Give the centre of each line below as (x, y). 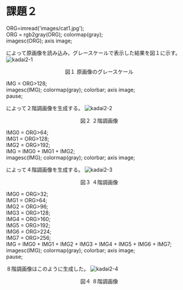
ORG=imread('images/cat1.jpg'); (45, 28)
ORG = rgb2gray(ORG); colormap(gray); (55, 34)
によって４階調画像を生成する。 (45, 169)
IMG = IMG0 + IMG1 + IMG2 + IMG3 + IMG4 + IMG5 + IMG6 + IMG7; (89, 244)
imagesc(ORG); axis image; (39, 41)
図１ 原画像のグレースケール (99, 71)
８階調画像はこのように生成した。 (48, 269)
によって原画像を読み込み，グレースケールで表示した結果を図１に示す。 (94, 52)
